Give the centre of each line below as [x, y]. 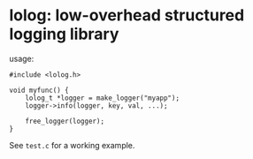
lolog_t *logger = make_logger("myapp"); [102, 98]
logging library [64, 34]
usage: [22, 58]
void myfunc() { [39, 90]
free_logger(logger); [65, 121]
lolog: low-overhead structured [127, 15]
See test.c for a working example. [72, 145]
